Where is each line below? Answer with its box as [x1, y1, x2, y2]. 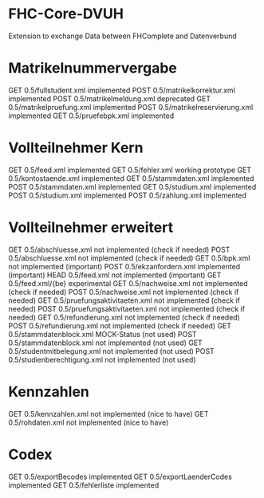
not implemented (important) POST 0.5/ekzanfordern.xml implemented [8, 261, 241, 271]
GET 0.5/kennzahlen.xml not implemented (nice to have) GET [8, 409, 209, 418]
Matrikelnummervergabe [8, 59, 178, 77]
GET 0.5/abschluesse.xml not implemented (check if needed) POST [8, 245, 231, 254]
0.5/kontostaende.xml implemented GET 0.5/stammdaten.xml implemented [8, 173, 254, 183]
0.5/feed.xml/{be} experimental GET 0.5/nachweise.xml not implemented [8, 278, 249, 288]
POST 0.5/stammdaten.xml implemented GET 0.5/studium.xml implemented [8, 182, 257, 191]
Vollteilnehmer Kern [8, 139, 144, 157]
